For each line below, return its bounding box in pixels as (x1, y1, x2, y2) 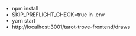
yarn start (11, 17, 36, 24)
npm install (11, 5, 39, 12)
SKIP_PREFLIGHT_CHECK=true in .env (11, 11, 105, 18)
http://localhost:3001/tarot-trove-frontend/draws (11, 23, 131, 30)
